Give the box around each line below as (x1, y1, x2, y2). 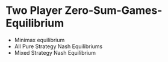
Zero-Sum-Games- (64, 4, 163, 17)
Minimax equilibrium (14, 36, 65, 43)
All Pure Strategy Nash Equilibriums (14, 43, 103, 50)
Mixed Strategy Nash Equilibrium (14, 49, 96, 56)
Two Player (5, 4, 63, 17)
